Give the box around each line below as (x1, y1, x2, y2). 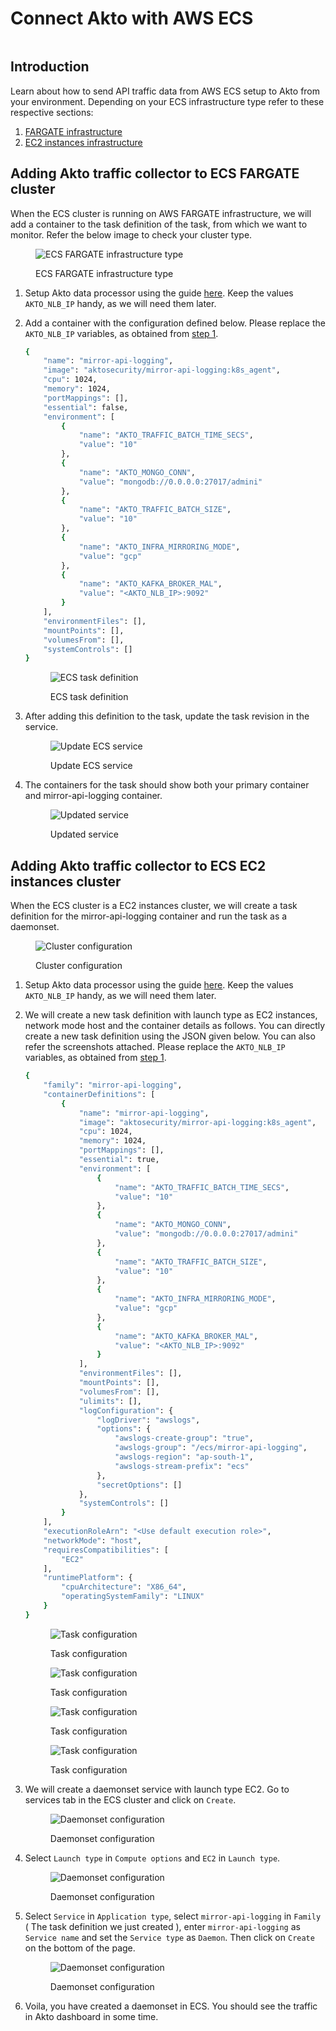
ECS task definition (49, 691, 129, 703)
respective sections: (10, 106, 94, 118)
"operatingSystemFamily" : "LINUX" (61, 1592, 205, 1602)
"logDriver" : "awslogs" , (96, 1415, 201, 1425)
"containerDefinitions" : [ (43, 1089, 156, 1099)
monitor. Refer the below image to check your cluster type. (10, 228, 253, 241)
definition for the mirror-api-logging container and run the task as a (10, 910, 288, 922)
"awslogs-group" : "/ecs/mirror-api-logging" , (114, 1443, 308, 1453)
